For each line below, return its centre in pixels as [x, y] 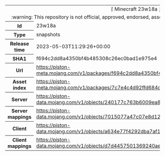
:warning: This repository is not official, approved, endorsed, [81, 17]
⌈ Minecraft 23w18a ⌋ [136, 9]
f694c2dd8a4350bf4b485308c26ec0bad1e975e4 [96, 58]
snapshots [48, 35]
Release [19, 44]
